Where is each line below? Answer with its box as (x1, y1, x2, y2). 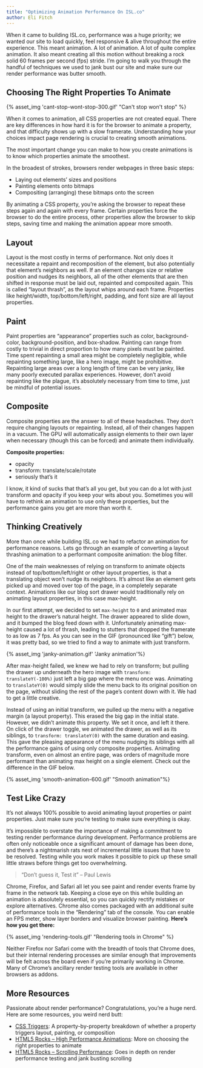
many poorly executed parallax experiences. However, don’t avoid (6, 371, 171, 378)
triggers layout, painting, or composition (15, 1029, 115, 1036)
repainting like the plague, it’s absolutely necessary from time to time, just (6, 377, 190, 385)
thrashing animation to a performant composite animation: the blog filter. (6, 551, 187, 558)
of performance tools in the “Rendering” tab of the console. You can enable (6, 909, 195, 916)
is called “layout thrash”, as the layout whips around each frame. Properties (6, 286, 194, 293)
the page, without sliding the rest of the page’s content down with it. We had (6, 688, 197, 695)
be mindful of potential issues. (6, 383, 82, 391)
